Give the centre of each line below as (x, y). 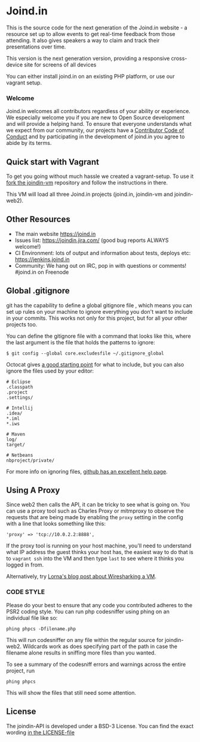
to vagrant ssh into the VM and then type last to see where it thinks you (95, 559)
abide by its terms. (29, 143)
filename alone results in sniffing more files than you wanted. (81, 652)
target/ (16, 444)
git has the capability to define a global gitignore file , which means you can (99, 305)
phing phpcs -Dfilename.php (41, 629)
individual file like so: (32, 617)
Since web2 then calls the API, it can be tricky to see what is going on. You (98, 505)
